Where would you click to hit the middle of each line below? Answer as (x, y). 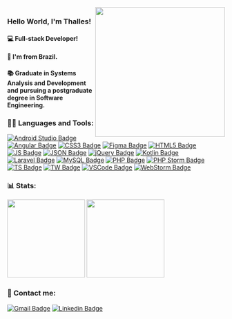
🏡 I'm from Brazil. (32, 57)
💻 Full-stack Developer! (42, 38)
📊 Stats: (22, 185)
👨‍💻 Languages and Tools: (51, 122)
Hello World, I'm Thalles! (49, 21)
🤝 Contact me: (32, 293)
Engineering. (26, 105)
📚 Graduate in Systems (42, 73)
